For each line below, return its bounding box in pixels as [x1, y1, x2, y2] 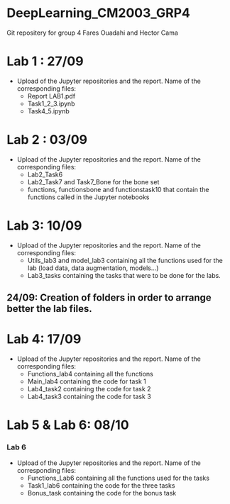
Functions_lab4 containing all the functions [27, 370, 153, 379]
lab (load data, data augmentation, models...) [27, 264, 159, 272]
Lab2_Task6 [27, 170, 63, 179]
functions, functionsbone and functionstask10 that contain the [27, 185, 209, 194]
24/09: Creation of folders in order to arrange [6, 292, 212, 304]
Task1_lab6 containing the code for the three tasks [27, 481, 175, 490]
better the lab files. [6, 303, 93, 315]
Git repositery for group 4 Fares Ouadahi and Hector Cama [6, 28, 179, 37]
